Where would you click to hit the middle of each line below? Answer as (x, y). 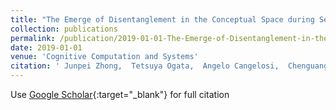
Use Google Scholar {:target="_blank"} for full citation (120, 94)
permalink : (33, 38)
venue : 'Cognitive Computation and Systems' (104, 57)
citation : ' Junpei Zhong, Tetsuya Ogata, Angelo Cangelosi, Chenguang (169, 66)
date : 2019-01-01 (46, 47)
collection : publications (64, 29)
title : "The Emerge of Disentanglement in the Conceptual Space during (162, 19)
